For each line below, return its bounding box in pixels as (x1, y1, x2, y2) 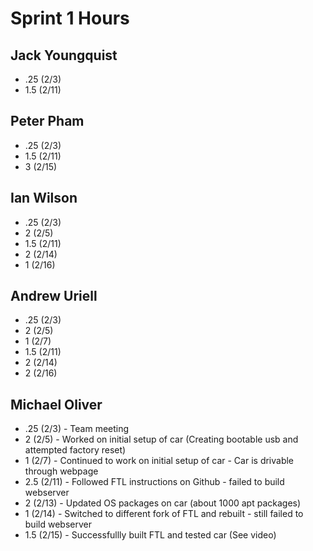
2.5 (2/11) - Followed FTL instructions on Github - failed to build (24, 476, 285, 488)
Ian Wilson (10, 190, 78, 207)
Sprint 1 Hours (10, 7, 130, 30)
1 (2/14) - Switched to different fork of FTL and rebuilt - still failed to (24, 508, 304, 520)
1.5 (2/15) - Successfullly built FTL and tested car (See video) (24, 529, 277, 541)
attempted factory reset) (24, 444, 127, 456)
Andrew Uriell (10, 288, 98, 305)
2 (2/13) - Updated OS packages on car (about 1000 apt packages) (24, 497, 302, 509)
